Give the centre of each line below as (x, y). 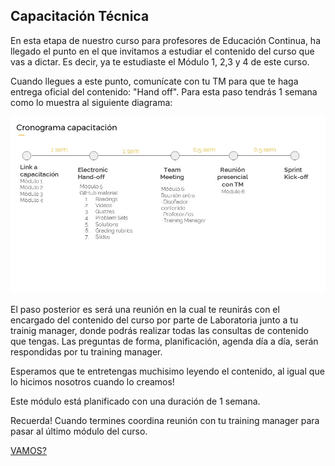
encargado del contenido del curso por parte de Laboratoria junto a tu (154, 320)
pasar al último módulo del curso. (79, 431)
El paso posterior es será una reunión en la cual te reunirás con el (145, 310)
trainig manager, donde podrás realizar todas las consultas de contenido (159, 331)
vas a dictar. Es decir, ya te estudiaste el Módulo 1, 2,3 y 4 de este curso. (160, 61)
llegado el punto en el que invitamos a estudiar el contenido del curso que (162, 51)
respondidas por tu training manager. (86, 352)
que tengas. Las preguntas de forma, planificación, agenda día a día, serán (164, 341)
